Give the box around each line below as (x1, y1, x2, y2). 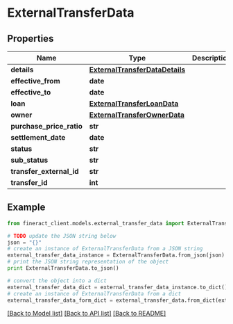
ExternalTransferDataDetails (89, 65, 186, 74)
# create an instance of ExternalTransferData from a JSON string (7, 245, 203, 252)
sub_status (10, 155, 49, 165)
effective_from (10, 76, 60, 86)
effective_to (10, 88, 51, 97)
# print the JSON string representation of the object (7, 259, 169, 266)
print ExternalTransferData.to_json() (7, 265, 119, 272)
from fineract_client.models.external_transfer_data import (7, 220, 185, 227)
